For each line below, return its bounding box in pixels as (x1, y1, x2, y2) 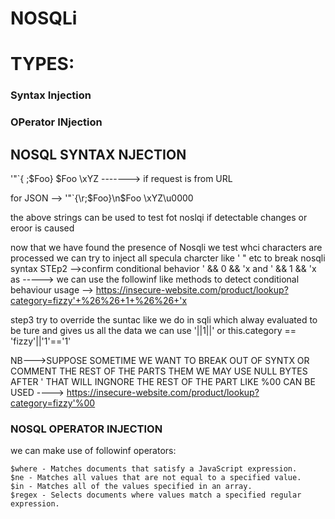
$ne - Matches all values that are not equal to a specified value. (10, 473, 302, 483)
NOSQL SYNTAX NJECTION (10, 146, 187, 163)
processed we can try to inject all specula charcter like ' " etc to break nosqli (10, 252, 326, 264)
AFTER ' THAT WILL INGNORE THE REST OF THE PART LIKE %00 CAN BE (10, 376, 316, 388)
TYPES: (10, 53, 75, 76)
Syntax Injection (10, 88, 92, 102)
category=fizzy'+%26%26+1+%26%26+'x (10, 295, 188, 307)
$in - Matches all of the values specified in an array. (10, 482, 253, 492)
